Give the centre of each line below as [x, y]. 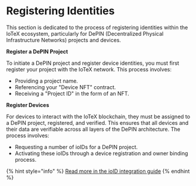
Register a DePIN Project [37, 51]
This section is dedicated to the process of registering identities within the [97, 27]
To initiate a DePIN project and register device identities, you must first [93, 63]
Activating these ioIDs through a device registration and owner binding [102, 153]
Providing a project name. [46, 81]
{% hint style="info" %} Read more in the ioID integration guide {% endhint [98, 171]
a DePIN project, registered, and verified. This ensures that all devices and [97, 122]
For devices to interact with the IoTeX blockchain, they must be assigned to [98, 116]
